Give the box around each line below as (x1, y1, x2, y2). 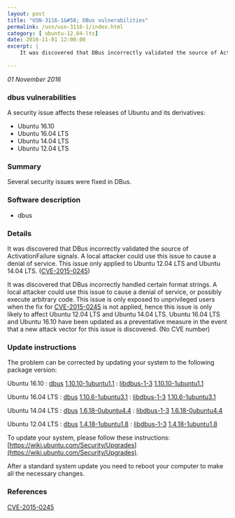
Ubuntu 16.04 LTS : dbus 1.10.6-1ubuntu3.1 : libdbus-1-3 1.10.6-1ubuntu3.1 (7, 393, 216, 401)
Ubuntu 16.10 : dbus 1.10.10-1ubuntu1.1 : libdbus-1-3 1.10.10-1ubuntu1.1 (7, 379, 204, 388)
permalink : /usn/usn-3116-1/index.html (7, 23, 124, 30)
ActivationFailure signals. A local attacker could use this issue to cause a (7, 251, 217, 260)
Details (7, 228, 32, 238)
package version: (7, 365, 57, 374)
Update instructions (7, 342, 77, 352)
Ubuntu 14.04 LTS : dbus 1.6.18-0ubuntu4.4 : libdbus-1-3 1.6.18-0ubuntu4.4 (7, 407, 223, 415)
